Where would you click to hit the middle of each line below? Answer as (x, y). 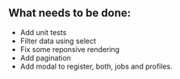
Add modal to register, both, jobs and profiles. (96, 66)
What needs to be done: (70, 13)
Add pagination (45, 57)
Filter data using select (58, 41)
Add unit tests (43, 32)
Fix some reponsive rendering (69, 49)
